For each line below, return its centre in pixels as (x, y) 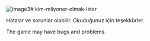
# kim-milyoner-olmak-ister (63, 9)
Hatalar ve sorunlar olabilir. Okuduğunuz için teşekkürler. (75, 20)
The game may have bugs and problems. (56, 32)
